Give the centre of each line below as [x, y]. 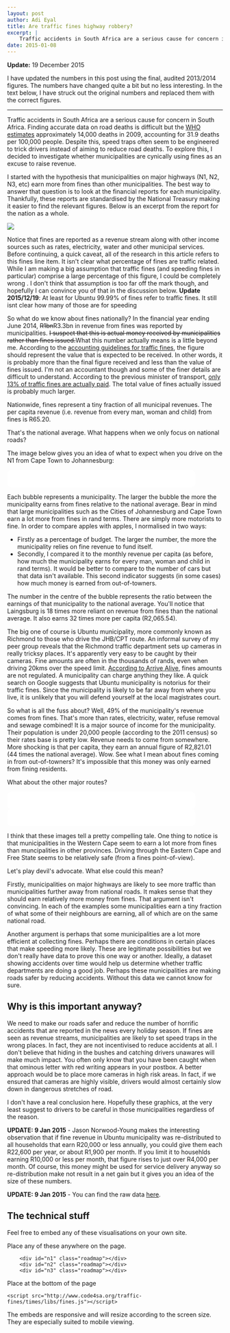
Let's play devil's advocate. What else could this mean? [85, 871]
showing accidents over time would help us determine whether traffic [105, 963]
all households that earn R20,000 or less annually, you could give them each [115, 1144]
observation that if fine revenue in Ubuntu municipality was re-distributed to [114, 1137]
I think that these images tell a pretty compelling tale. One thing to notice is [113, 836]
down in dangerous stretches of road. [60, 1089]
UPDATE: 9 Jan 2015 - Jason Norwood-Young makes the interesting [103, 1130]
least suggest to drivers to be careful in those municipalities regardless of [111, 1109]
